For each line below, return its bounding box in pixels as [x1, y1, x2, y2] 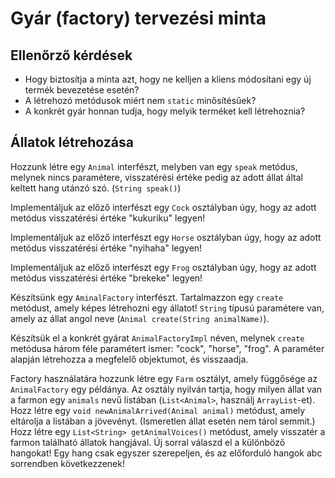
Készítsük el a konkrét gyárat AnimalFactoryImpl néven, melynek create [10, 332, 305, 344]
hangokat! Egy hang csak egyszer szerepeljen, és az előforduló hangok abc [10, 447, 323, 459]
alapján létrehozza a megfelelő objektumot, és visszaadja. [10, 353, 249, 365]
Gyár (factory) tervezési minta [10, 7, 267, 30]
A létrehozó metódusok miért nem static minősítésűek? [24, 95, 257, 106]
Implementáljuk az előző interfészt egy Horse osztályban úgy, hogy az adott [10, 231, 322, 243]
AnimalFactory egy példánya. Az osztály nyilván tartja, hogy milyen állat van [10, 383, 323, 395]
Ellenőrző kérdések [10, 47, 133, 64]
